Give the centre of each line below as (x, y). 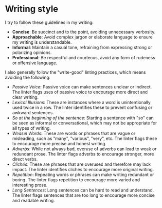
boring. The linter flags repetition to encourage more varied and (76, 180)
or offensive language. (35, 63)
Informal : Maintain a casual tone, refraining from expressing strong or (82, 47)
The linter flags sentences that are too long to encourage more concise (83, 195)
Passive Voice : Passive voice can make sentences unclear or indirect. (82, 87)
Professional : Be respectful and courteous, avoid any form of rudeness (84, 57)
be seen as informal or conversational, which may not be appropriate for (84, 123)
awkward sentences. (33, 112)
